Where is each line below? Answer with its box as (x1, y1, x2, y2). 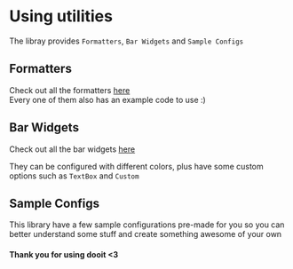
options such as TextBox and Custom (9, 170, 139, 181)
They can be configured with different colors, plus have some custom (9, 161, 264, 171)
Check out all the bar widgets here (9, 144, 136, 154)
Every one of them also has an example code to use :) (9, 94, 206, 105)
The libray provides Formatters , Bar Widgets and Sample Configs (9, 36, 244, 46)
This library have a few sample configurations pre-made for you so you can (9, 219, 285, 230)
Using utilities (9, 6, 114, 27)
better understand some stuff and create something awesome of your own (9, 229, 282, 240)
